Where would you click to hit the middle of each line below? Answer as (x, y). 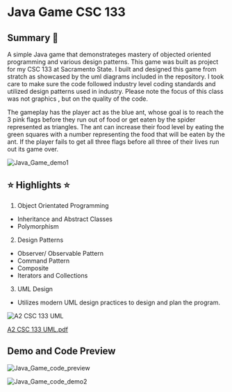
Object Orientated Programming (63, 205)
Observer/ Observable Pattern (60, 253)
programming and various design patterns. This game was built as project (113, 62)
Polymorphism (38, 226)
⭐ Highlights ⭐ (39, 185)
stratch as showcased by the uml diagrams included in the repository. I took (116, 76)
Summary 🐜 (33, 38)
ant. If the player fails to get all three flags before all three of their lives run (113, 142)
